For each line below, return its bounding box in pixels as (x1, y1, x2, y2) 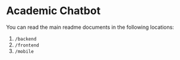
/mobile (14, 48, 34, 54)
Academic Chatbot (6, 4, 101, 18)
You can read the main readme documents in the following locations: (6, 24, 174, 31)
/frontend (14, 42, 40, 48)
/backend (14, 36, 37, 42)
